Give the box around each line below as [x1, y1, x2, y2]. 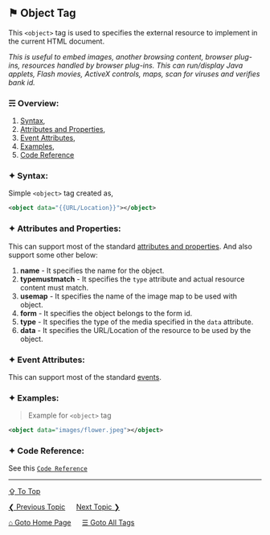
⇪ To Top [8, 487, 41, 496]
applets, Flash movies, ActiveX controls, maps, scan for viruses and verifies [8, 68, 260, 79]
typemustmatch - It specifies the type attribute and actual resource [19, 274, 245, 284]
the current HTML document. [8, 36, 105, 46]
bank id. [8, 77, 36, 87]
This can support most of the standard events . [8, 372, 162, 381]
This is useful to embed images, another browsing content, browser [8, 51, 233, 61]
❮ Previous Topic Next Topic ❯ [8, 502, 121, 512]
